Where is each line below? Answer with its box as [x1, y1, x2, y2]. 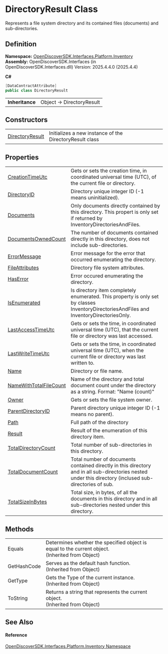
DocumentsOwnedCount [7, 235, 66, 242]
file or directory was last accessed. [70, 333, 153, 340]
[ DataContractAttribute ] [5, 83, 57, 88]
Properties [5, 153, 39, 161]
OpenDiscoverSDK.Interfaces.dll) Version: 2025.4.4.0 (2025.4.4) [5, 64, 138, 70]
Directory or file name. [70, 368, 123, 375]
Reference [5, 632, 27, 638]
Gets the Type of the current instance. [45, 574, 135, 581]
